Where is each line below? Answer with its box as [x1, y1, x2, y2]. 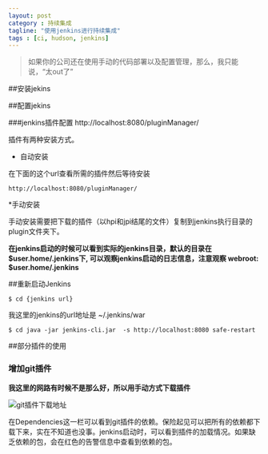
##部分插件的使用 [8, 341, 66, 351]
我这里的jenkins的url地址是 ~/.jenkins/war [8, 310, 146, 320]
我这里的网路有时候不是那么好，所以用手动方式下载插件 [8, 383, 190, 392]
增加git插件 [8, 363, 52, 374]
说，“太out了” [27, 67, 74, 77]
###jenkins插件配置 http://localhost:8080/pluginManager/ [8, 117, 199, 128]
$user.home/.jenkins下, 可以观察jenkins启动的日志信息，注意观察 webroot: [8, 253, 259, 264]
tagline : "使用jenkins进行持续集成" [8, 26, 122, 34]
